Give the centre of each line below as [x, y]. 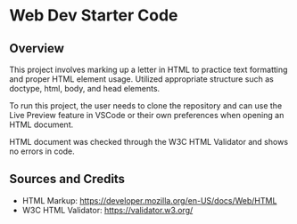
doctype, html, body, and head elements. [85, 88]
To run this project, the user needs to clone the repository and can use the [146, 106]
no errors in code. [42, 151]
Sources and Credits [67, 179]
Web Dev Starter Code [94, 16]
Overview [37, 48]
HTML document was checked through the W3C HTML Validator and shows [148, 142]
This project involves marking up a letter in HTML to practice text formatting [148, 69]
